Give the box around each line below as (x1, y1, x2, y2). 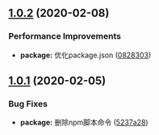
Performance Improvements (8, 31, 122, 42)
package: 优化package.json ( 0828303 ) (19, 50, 152, 60)
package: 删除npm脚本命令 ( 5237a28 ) (19, 117, 149, 128)
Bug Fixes (8, 99, 48, 109)
